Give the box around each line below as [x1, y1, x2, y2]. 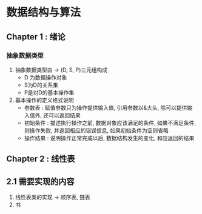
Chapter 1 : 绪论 [6, 32, 66, 42]
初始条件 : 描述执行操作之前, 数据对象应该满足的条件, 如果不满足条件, [24, 119, 196, 126]
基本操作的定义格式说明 [15, 96, 74, 104]
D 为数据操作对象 [24, 73, 67, 81]
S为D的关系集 [24, 81, 59, 89]
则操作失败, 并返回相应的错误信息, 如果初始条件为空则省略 [24, 127, 169, 134]
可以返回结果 [48, 112, 81, 119]
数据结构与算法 [6, 5, 81, 19]
